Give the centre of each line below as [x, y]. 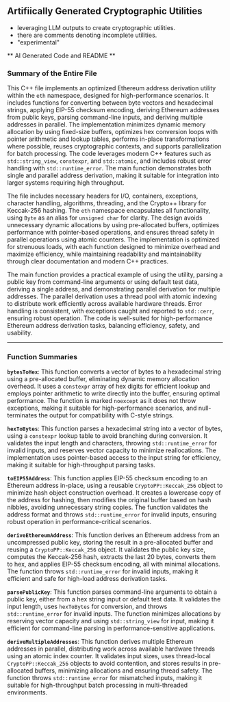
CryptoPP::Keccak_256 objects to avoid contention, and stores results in [107, 664]
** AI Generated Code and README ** [61, 55]
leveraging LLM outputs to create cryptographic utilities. [96, 27]
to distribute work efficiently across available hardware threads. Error [105, 304]
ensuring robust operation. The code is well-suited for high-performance [110, 318]
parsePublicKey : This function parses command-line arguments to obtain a [112, 592]
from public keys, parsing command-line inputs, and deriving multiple [105, 117]
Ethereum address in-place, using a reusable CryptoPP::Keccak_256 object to [115, 486]
